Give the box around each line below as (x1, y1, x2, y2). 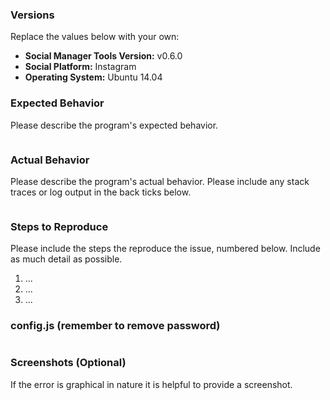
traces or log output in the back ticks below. (10, 186, 192, 198)
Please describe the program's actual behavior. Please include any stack (10, 175, 310, 187)
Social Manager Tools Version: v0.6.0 (24, 50, 183, 62)
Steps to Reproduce (10, 219, 109, 233)
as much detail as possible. (10, 253, 123, 265)
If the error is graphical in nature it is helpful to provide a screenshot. (10, 378, 293, 390)
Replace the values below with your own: (10, 31, 180, 43)
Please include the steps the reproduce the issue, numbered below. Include (10, 243, 321, 255)
